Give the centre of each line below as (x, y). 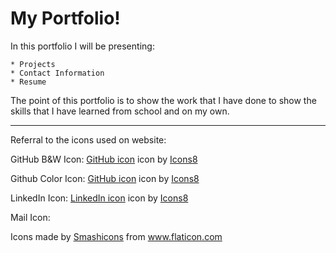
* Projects (33, 64)
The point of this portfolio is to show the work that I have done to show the (163, 100)
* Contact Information (57, 73)
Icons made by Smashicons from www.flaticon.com (116, 236)
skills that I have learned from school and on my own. (120, 111)
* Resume (28, 82)
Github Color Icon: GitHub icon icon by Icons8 (105, 178)
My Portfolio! (65, 18)
